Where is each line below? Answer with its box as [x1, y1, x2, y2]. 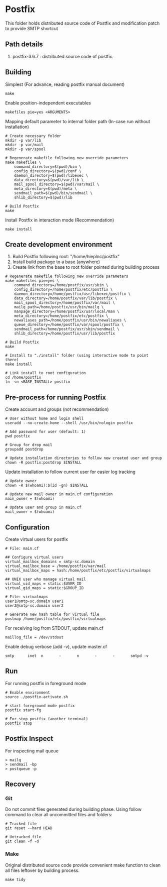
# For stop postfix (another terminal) [5, 716, 88, 721]
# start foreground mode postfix [5, 703, 75, 708]
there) [5, 358, 19, 363]
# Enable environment [5, 690, 50, 695]
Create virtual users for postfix [5, 536, 68, 542]
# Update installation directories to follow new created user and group [5, 456, 162, 461]
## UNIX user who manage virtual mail [5, 577, 86, 582]
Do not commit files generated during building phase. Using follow [5, 806, 141, 812]
